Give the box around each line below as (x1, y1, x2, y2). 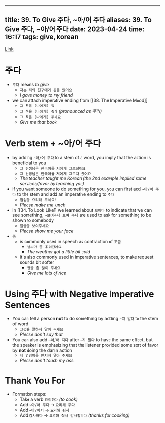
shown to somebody (12, 217, 54, 223)
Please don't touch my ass (19, 357, 74, 363)
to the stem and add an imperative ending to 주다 (17, 191, 114, 197)
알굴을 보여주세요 (19, 223, 49, 228)
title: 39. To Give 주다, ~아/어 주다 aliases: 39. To (5, 16, 152, 24)
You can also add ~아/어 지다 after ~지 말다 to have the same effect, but (12, 336, 153, 343)
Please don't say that (19, 331, 63, 337)
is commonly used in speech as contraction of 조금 (19, 238, 121, 244)
